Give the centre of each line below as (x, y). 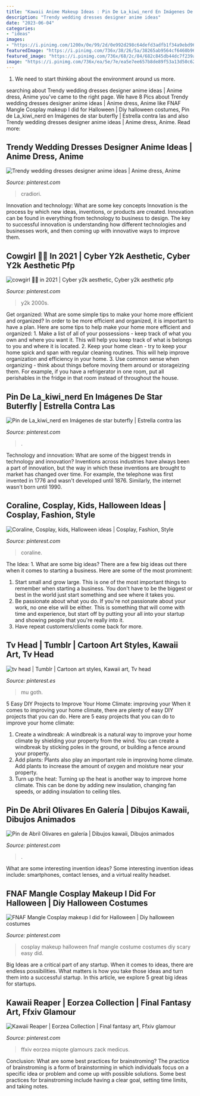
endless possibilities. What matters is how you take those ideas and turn (95, 971)
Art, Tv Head (30, 655)
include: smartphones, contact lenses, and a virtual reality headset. (89, 875)
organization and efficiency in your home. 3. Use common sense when (93, 359)
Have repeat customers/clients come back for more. (79, 626)
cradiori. (31, 194)
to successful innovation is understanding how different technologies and (96, 225)
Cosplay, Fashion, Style (51, 515)
